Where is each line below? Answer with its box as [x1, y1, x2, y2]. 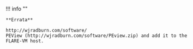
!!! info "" [5, 5, 28, 12]
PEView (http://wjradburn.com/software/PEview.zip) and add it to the [5, 33, 188, 39]
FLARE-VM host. [5, 38, 44, 44]
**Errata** [5, 17, 33, 23]
